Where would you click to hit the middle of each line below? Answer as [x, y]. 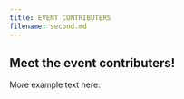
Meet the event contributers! [92, 63]
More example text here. [55, 85]
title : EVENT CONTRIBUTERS [60, 18]
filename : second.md [48, 26]
